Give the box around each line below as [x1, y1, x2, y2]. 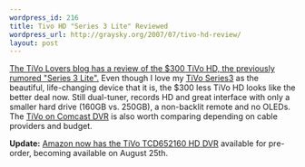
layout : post [9, 38, 59, 48]
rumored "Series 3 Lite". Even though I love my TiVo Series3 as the [9, 73, 260, 84]
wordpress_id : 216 [9, 13, 79, 23]
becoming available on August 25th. [33, 148, 169, 159]
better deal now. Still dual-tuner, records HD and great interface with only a [9, 92, 290, 103]
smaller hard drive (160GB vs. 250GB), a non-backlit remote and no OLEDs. [9, 101, 290, 113]
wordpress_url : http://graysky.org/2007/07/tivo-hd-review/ [9, 30, 242, 39]
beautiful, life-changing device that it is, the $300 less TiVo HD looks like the [9, 82, 296, 93]
